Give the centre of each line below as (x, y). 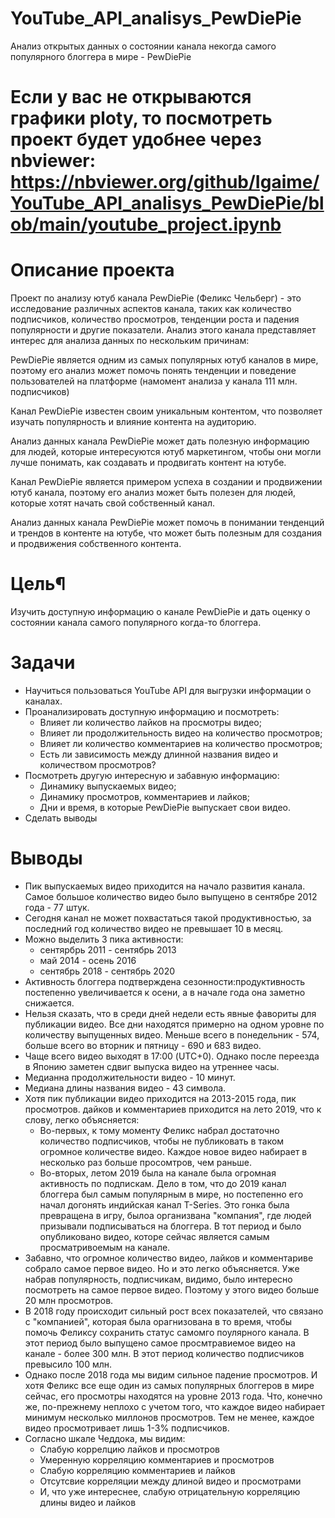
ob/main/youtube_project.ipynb (146, 224)
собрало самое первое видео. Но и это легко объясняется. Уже (162, 1268)
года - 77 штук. (57, 907)
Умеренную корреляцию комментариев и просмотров (157, 1459)
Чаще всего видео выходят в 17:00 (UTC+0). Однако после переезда (172, 1056)
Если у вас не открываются (131, 97)
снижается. (49, 1003)
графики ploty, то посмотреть (141, 118)
